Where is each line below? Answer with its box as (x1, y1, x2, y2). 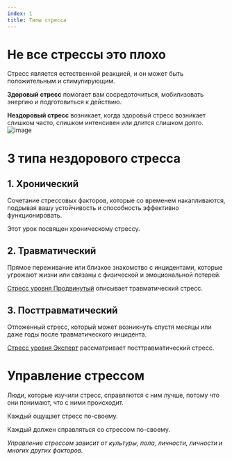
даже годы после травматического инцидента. (7, 330, 147, 339)
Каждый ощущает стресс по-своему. (7, 412, 118, 420)
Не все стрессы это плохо (7, 47, 167, 63)
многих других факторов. (7, 446, 83, 454)
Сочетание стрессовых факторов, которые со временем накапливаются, (7, 196, 226, 205)
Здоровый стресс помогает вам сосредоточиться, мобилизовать (7, 90, 204, 99)
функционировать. (7, 211, 63, 220)
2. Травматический (7, 245, 97, 257)
